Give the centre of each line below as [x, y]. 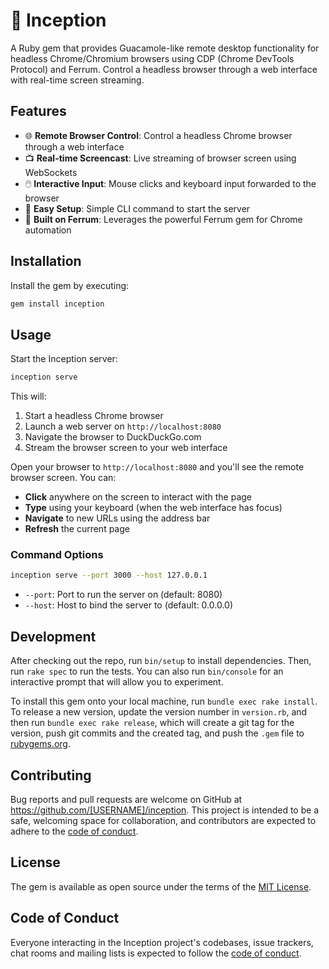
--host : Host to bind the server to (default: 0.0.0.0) [129, 605]
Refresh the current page [77, 529]
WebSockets [51, 172]
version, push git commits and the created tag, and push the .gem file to [157, 733]
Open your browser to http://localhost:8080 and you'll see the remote [157, 467]
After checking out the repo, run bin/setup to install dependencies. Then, [161, 661]
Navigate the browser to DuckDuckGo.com [113, 437]
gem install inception [57, 304]
